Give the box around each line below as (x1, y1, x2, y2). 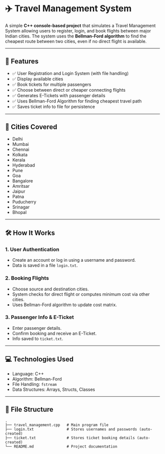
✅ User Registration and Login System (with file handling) (12, 70, 129, 76)
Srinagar (12, 204, 30, 210)
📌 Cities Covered (5, 123, 57, 131)
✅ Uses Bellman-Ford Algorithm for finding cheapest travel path (12, 98, 142, 104)
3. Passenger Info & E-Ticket (5, 314, 74, 321)
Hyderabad (12, 162, 35, 168)
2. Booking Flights (5, 275, 49, 281)
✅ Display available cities (12, 76, 63, 82)
